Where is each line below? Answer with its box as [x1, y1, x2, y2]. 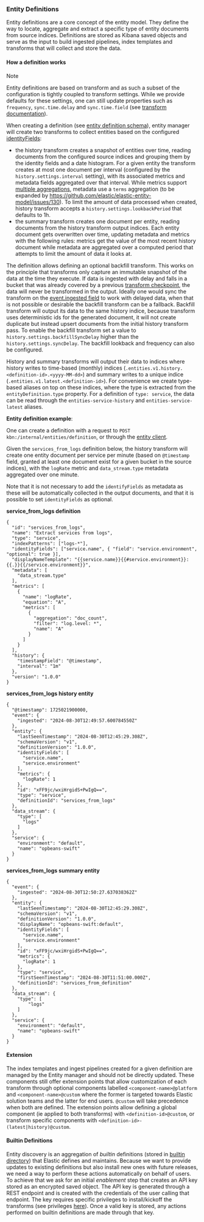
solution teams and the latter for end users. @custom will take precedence [6, 1097, 189, 1104]
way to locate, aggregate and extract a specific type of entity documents [6, 25, 189, 32]
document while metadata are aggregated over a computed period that [15, 243, 194, 251]
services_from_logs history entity [6, 690, 94, 697]
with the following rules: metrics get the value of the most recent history [15, 237, 196, 244]
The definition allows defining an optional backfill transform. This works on [6, 261, 194, 269]
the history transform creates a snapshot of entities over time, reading [15, 146, 191, 154]
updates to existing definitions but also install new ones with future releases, [6, 1163, 199, 1171]
